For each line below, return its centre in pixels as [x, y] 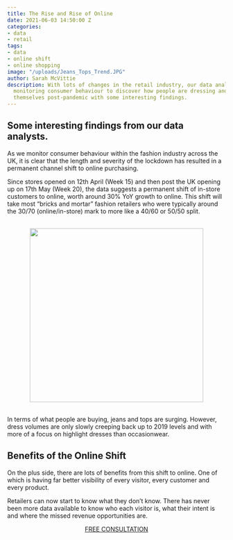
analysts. [28, 137]
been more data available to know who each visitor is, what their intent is [111, 508]
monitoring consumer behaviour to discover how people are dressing [114, 91]
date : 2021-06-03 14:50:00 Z [49, 20]
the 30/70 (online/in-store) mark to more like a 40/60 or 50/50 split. [104, 211]
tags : [15, 46]
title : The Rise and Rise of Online [60, 14]
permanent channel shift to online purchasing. [73, 168]
